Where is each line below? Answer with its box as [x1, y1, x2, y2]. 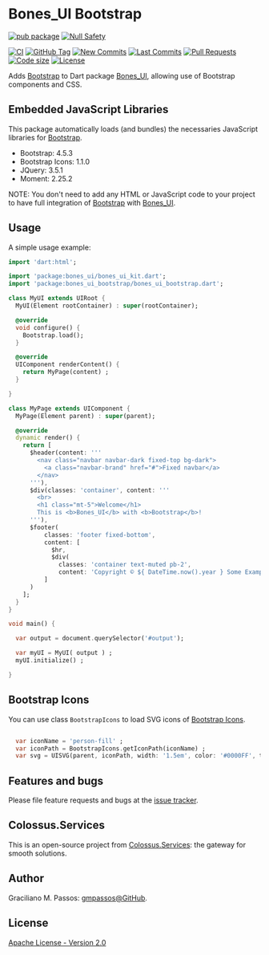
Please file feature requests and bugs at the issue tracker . [8, 795, 199, 805]
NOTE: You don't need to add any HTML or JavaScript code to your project [8, 189, 255, 199]
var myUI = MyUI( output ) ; [15, 649, 113, 657]
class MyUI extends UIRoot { [8, 295, 106, 303]
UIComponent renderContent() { [15, 360, 120, 369]
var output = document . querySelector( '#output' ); [15, 635, 184, 643]
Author [8, 872, 44, 885]
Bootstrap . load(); [22, 331, 84, 339]
